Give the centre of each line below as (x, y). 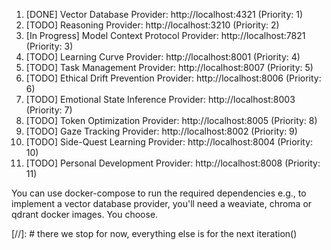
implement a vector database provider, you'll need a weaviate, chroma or (162, 203)
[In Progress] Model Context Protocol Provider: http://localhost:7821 (165, 35)
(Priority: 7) (49, 110)
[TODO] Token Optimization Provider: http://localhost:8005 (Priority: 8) (171, 120)
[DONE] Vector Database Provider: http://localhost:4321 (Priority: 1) (164, 14)
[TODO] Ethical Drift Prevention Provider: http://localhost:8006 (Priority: (173, 78)
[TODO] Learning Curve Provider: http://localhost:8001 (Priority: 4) (163, 57)
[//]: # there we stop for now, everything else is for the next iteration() (154, 233)
